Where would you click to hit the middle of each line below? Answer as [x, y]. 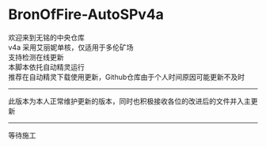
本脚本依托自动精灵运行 [46, 67]
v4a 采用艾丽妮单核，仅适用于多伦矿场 [71, 47]
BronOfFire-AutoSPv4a [86, 15]
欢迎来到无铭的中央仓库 [46, 37]
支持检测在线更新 [36, 57]
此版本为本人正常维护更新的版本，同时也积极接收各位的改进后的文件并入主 [129, 101]
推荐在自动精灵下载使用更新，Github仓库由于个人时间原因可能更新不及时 [127, 77]
